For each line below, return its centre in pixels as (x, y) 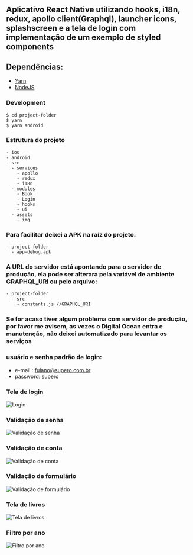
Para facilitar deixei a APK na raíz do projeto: (71, 234)
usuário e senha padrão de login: (54, 357)
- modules (23, 189)
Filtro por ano (26, 533)
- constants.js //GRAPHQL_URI (54, 304)
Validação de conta (34, 448)
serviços (19, 341)
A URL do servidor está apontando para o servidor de (84, 267)
